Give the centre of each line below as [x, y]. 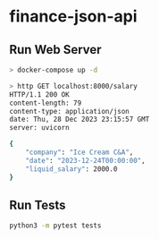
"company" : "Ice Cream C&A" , [79, 152]
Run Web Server [55, 50]
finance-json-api [73, 17]
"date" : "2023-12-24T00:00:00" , [85, 160]
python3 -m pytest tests [55, 226]
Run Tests [38, 205]
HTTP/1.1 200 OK [39, 94]
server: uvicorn [39, 128]
